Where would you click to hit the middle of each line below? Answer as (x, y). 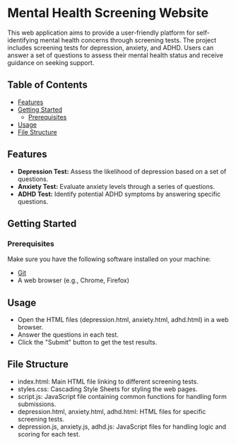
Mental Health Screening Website (108, 13)
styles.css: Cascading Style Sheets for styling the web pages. (107, 389)
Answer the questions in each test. (68, 335)
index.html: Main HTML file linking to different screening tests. (108, 381)
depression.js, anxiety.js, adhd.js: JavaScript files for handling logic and (122, 427)
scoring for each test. (49, 434)
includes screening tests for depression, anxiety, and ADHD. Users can (111, 47)
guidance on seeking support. (51, 62)
